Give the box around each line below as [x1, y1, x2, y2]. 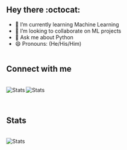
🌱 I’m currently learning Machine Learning [14, 20, 119, 28]
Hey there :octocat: [6, 5, 81, 15]
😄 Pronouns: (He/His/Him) [14, 40, 82, 47]
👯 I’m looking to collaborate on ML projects [14, 27, 122, 34]
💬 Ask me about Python [14, 33, 74, 41]
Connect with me [6, 64, 72, 74]
